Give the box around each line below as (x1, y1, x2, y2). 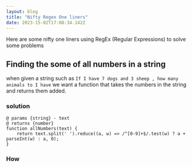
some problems (6, 42, 44, 49)
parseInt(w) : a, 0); (6, 136, 59, 142)
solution (6, 102, 31, 110)
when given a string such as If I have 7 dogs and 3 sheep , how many (6, 75, 178, 82)
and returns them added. (6, 87, 67, 94)
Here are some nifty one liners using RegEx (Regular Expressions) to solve (6, 36, 187, 43)
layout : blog (6, 8, 38, 15)
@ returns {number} (6, 120, 54, 127)
